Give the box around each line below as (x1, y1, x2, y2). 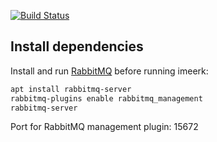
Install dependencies (10, 38, 144, 55)
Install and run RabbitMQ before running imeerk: (10, 65, 209, 77)
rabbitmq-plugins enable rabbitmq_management (10, 93, 203, 104)
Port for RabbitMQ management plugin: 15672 (10, 121, 199, 133)
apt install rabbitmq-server (10, 84, 132, 94)
